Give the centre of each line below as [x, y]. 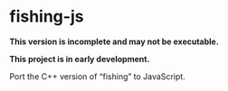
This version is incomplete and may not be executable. [114, 41]
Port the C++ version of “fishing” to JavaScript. [97, 76]
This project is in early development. [80, 59]
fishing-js [47, 17]
